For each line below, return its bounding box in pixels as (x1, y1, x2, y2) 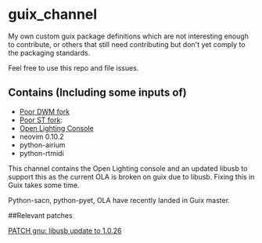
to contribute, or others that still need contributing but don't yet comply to (8, 39, 246, 49)
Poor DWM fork (19, 107, 70, 116)
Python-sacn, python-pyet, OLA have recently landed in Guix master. (8, 195, 231, 205)
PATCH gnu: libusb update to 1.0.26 (8, 226, 122, 235)
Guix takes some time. (8, 180, 80, 190)
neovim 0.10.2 (19, 132, 64, 141)
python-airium (19, 140, 66, 150)
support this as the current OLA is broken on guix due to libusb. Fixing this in (8, 172, 255, 181)
